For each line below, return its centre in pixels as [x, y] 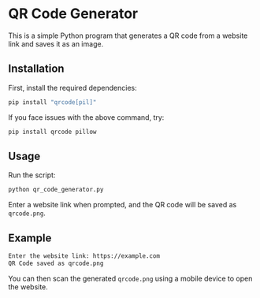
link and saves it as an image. [56, 43]
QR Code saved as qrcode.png [56, 263]
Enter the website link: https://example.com [84, 256]
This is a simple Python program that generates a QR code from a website [128, 35]
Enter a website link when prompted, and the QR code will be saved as [123, 205]
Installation [36, 69]
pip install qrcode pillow [52, 132]
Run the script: [32, 175]
